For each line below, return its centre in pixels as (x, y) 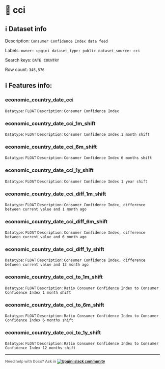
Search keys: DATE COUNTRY (32, 60)
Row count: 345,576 (25, 69)
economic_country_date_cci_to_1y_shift (53, 333)
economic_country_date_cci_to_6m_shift (55, 305)
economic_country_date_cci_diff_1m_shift (56, 194)
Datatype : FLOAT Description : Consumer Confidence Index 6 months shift (79, 157)
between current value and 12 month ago (47, 265)
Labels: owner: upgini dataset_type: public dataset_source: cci (73, 50)
